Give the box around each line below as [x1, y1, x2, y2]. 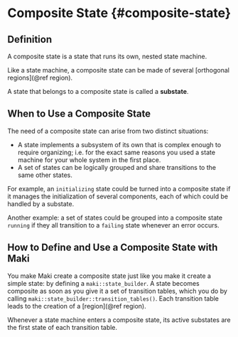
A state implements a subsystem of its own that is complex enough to [17, 140, 222, 149]
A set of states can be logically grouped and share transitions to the [17, 163, 217, 171]
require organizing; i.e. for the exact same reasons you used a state [17, 148, 215, 156]
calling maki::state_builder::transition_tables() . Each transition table [7, 294, 219, 303]
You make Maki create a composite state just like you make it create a [7, 272, 212, 280]
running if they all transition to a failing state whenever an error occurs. [7, 220, 220, 229]
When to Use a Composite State [7, 108, 151, 120]
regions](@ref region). [7, 73, 73, 82]
